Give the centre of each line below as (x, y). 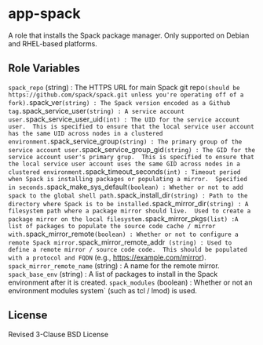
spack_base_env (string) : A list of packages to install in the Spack (113, 274)
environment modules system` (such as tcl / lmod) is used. (103, 290)
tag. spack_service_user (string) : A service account (97, 111)
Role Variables (44, 69)
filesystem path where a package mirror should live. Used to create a (130, 211)
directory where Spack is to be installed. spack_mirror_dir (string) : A (128, 203)
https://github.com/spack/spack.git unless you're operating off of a (126, 95)
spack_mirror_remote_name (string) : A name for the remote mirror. (114, 265)
